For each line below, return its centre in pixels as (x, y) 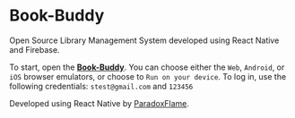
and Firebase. (35, 49)
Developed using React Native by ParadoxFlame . (100, 103)
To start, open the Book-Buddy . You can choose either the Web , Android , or (147, 67)
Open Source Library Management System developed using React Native (144, 40)
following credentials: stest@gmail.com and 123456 (101, 86)
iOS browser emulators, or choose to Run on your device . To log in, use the (148, 76)
